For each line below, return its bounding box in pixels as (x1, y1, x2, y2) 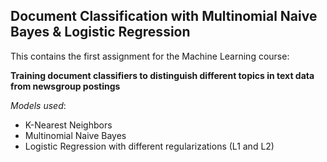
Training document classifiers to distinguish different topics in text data (10, 69, 315, 81)
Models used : (10, 99, 67, 111)
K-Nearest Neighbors (24, 119, 113, 131)
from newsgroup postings (10, 80, 121, 92)
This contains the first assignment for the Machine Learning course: (10, 50, 290, 62)
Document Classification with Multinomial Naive (10, 8, 318, 25)
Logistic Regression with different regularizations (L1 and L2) (24, 140, 275, 152)
